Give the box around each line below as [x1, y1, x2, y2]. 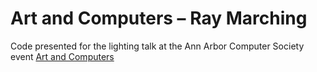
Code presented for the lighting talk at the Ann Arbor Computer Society [10, 40, 305, 52]
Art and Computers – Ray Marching [10, 7, 308, 30]
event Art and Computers [10, 50, 115, 62]
